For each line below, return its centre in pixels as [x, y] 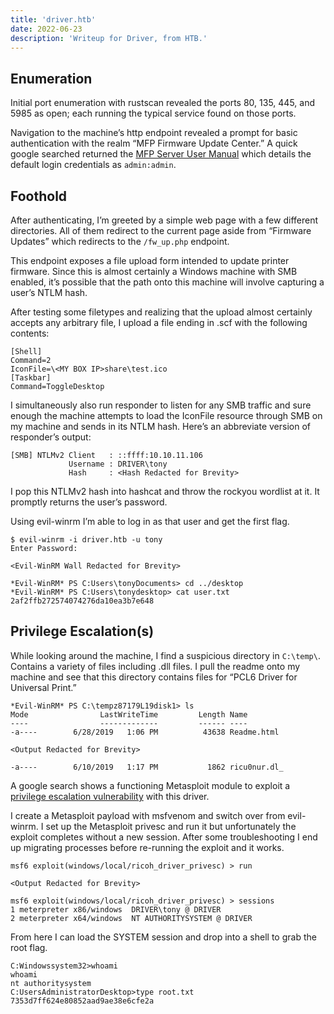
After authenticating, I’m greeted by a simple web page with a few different [164, 220]
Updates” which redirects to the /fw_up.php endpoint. [120, 241]
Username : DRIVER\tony [118, 464]
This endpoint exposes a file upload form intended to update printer [150, 260]
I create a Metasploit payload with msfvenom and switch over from [148, 815]
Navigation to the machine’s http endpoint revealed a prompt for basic [154, 133]
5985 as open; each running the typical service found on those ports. [153, 113]
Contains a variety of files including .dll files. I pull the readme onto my [155, 666]
